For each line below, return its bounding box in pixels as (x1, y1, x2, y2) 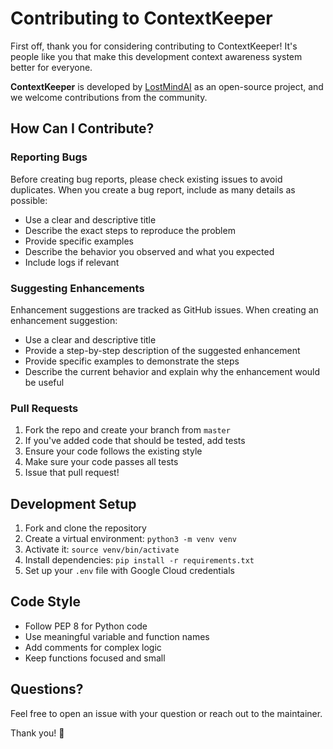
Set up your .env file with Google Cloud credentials (24, 565, 235, 577)
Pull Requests (10, 401, 79, 415)
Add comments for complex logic (24, 641, 162, 653)
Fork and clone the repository (24, 522, 147, 534)
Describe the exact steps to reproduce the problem (24, 224, 236, 236)
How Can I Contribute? (10, 120, 155, 137)
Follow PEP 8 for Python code (24, 620, 148, 632)
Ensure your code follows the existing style (24, 445, 203, 457)
